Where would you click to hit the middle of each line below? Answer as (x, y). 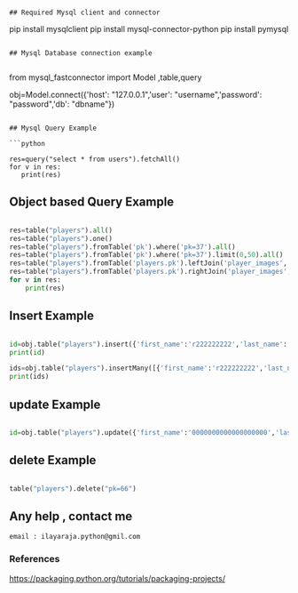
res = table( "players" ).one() (61, 238)
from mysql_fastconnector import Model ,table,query (106, 77)
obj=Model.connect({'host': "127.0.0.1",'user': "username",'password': (136, 95)
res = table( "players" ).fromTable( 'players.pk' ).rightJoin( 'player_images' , (150, 272)
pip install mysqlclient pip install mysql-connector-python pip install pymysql (149, 29)
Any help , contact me (71, 516)
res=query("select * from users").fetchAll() (94, 159)
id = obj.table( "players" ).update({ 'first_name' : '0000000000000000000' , (142, 432)
